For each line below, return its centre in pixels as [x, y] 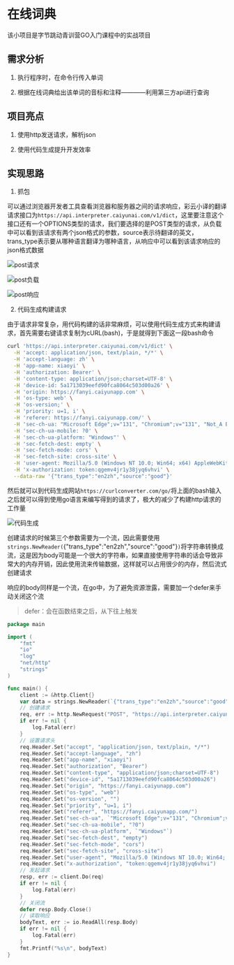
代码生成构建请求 [42, 310]
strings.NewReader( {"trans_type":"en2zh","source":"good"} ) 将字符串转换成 [116, 546]
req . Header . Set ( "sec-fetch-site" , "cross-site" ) [92, 851]
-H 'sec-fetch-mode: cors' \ [56, 450]
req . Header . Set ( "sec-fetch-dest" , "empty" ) [84, 838]
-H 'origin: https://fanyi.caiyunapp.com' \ [79, 392]
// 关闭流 [32, 903]
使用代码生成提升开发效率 [54, 149]
